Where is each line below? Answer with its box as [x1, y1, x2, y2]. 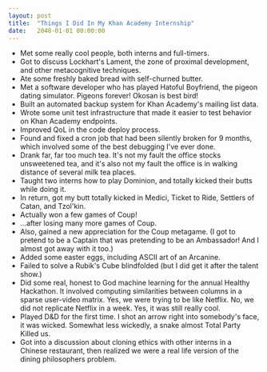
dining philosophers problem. [19, 354, 118, 364]
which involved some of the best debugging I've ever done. [19, 142, 216, 152]
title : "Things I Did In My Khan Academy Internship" [8, 19, 195, 27]
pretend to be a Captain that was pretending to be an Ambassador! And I [19, 235, 260, 245]
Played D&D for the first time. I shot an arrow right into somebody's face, [19, 312, 260, 322]
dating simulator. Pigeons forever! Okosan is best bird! [19, 91, 198, 101]
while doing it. [19, 185, 66, 194]
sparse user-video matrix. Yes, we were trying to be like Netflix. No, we [19, 295, 254, 305]
